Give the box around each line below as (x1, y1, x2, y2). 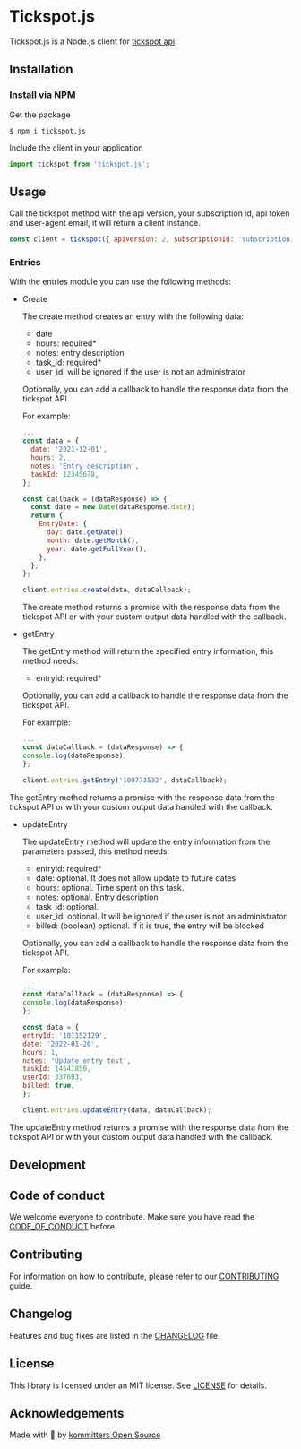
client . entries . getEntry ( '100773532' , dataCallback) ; (21, 775, 228, 785)
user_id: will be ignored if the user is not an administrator (35, 367, 246, 377)
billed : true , (21, 1082, 75, 1091)
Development (9, 1158, 87, 1173)
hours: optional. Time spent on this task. (35, 882, 185, 893)
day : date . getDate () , (46, 528, 127, 537)
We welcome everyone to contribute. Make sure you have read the (9, 1212, 255, 1222)
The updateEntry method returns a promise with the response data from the (9, 1122, 289, 1133)
